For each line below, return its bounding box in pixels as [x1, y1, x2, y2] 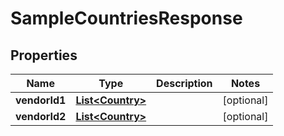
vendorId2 [15, 110, 67, 123]
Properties [10, 47, 78, 64]
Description [156, 77, 213, 90]
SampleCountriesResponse [10, 7, 243, 30]
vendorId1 [15, 93, 67, 107]
